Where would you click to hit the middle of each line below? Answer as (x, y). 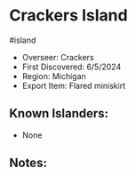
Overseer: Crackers (58, 57)
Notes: (28, 163)
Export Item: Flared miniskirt (74, 85)
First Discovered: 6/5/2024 (72, 67)
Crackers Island (68, 16)
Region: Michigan (54, 76)
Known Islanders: (59, 113)
